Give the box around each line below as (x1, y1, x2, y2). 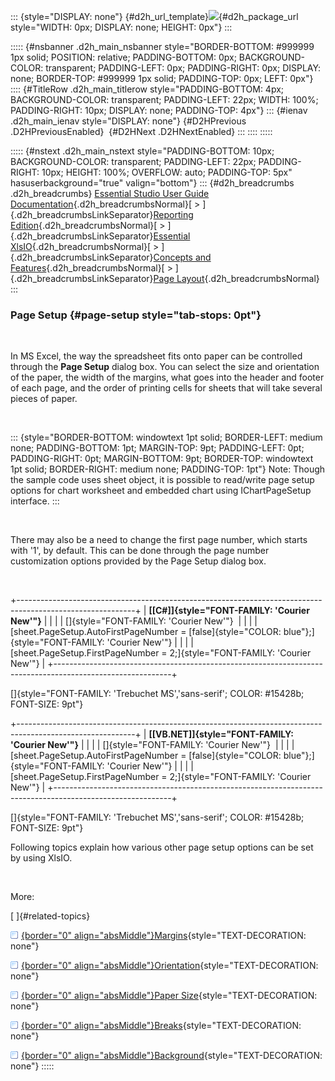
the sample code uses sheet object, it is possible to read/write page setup (10, 474, 315, 486)
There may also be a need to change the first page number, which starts (10, 534, 308, 546)
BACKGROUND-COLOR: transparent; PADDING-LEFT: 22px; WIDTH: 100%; (10, 94, 319, 105)
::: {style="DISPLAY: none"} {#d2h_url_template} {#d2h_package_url (10, 11, 299, 22)
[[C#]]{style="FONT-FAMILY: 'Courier (148, 605, 310, 617)
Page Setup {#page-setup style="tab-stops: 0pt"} (10, 308, 262, 322)
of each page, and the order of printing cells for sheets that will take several (10, 382, 323, 394)
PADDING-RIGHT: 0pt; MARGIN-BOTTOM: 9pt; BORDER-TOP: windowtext (10, 453, 314, 465)
